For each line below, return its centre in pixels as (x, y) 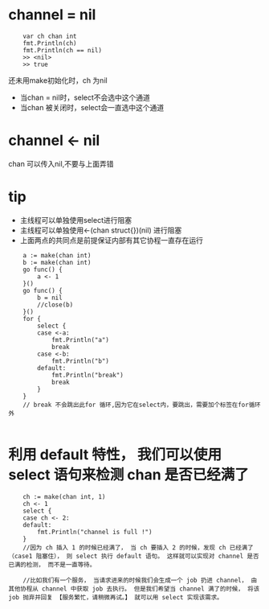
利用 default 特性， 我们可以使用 (115, 455)
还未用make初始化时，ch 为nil (58, 80)
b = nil (50, 298)
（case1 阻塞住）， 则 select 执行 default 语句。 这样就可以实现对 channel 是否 (134, 556)
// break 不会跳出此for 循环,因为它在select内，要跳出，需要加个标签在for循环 (142, 405)
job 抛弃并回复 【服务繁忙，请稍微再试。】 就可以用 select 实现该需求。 (116, 597)
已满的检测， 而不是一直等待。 (52, 565)
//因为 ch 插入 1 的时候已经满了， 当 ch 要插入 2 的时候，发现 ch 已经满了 (139, 547)
